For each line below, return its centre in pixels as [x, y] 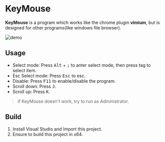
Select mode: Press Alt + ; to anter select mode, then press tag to [81, 65]
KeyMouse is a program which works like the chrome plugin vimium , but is [82, 22]
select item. [24, 70]
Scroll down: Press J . [34, 86]
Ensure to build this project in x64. [48, 134]
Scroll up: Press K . [31, 91]
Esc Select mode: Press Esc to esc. [49, 76]
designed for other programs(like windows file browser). [63, 27]
